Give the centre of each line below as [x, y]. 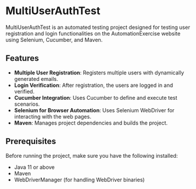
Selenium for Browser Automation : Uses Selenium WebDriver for [94, 110]
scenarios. [27, 104]
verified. [24, 91]
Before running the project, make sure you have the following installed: [92, 155]
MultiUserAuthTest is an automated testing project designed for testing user [98, 27]
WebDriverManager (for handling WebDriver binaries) [79, 180]
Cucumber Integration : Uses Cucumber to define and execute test [96, 97]
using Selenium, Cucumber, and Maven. [54, 40]
